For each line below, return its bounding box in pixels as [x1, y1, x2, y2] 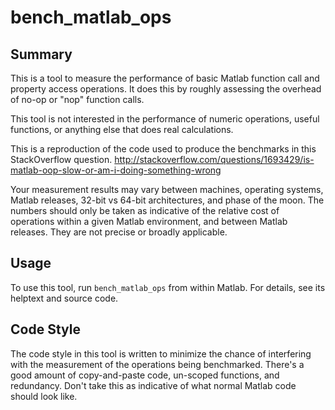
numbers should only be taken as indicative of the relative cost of [10, 205, 280, 216]
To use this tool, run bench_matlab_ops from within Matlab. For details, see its [10, 281, 326, 293]
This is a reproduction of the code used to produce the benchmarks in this [10, 143, 317, 155]
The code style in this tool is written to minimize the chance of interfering [10, 347, 312, 360]
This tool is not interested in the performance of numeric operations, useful [10, 113, 320, 125]
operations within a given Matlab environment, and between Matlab [10, 216, 288, 227]
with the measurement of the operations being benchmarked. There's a [10, 358, 305, 370]
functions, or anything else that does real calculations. [10, 124, 234, 135]
